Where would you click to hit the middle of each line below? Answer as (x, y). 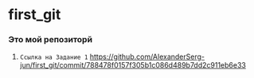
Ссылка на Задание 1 (54, 57)
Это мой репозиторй (51, 40)
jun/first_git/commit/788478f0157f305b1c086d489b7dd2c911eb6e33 (133, 65)
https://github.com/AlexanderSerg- (147, 57)
